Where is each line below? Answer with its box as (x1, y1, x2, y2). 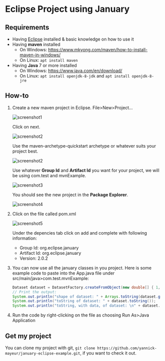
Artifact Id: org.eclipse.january (19, 250, 81, 256)
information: (12, 235, 37, 241)
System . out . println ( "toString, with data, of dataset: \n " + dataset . (12, 303, 161, 308)
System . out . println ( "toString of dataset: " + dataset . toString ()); (12, 299, 156, 304)
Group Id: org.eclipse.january (19, 244, 79, 250)
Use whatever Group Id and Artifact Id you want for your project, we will (12, 167, 160, 173)
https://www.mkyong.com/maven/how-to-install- (48, 47, 148, 52)
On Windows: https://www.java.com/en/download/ (19, 68, 123, 74)
